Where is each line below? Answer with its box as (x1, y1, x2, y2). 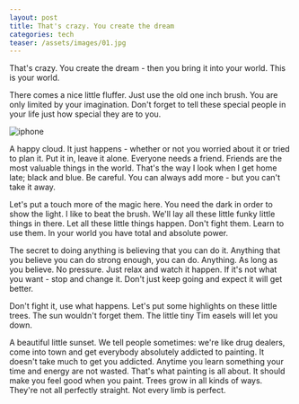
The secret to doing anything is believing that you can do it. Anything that (9, 245, 281, 256)
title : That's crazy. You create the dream (9, 22, 175, 31)
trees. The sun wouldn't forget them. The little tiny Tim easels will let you (9, 311, 278, 321)
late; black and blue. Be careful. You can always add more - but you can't (9, 172, 281, 183)
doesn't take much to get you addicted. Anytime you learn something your (9, 356, 285, 367)
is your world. (9, 73, 60, 83)
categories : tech (9, 30, 75, 39)
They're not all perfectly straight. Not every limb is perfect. (9, 385, 226, 396)
